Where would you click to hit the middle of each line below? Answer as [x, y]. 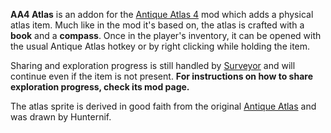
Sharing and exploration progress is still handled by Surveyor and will [153, 65]
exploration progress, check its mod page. [100, 87]
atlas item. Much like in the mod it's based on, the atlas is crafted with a [157, 25]
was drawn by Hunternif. [61, 117]
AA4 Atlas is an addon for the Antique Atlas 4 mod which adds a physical [162, 14]
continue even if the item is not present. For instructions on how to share [162, 76]
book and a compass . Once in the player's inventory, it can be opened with [166, 35]
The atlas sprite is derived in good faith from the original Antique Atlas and [163, 106]
